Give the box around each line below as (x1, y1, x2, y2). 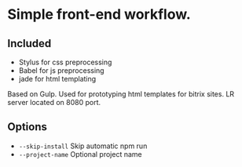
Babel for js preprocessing (18, 66, 104, 75)
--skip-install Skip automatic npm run (18, 141, 148, 151)
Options (7, 120, 48, 134)
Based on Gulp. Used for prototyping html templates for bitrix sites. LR (7, 89, 235, 99)
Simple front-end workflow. (7, 5, 192, 24)
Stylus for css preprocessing (18, 57, 112, 67)
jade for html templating (18, 74, 97, 83)
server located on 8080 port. (7, 98, 101, 107)
